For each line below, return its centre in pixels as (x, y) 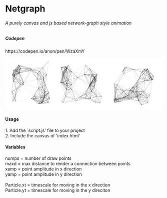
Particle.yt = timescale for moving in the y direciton (58, 190)
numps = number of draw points (38, 158)
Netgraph (25, 9)
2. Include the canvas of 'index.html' (43, 135)
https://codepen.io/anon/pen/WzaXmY (45, 51)
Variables (15, 147)
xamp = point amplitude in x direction (43, 169)
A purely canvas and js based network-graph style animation (68, 23)
